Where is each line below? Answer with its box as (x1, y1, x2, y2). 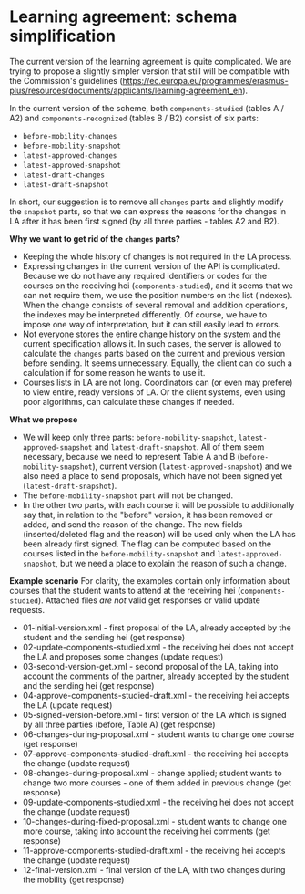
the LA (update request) (22, 700, 113, 711)
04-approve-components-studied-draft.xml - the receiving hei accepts (22, 690, 290, 701)
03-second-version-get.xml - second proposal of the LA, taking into (22, 660, 280, 671)
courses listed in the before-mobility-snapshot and (22, 547, 216, 558)
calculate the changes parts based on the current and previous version (22, 348, 285, 359)
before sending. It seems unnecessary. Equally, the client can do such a (22, 358, 293, 369)
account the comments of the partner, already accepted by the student (22, 670, 290, 681)
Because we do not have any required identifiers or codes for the (22, 270, 267, 281)
